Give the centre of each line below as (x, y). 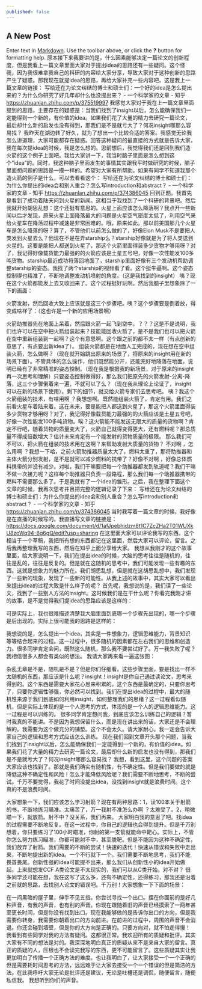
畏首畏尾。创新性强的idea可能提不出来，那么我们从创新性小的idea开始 (93, 862)
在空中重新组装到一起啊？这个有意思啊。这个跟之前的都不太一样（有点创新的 (101, 339)
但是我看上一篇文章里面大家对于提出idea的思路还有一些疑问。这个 (98, 65)
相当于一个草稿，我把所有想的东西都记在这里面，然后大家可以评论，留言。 (98, 540)
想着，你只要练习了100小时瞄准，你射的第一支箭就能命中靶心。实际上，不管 (100, 832)
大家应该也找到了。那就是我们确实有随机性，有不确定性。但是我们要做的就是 (101, 767)
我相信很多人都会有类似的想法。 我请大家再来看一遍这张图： (81, 657)
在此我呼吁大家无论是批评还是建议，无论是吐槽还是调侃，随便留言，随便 (106, 973)
